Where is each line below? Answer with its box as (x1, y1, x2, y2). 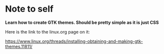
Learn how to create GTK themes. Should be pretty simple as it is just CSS (5, 19, 159, 25)
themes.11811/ (5, 43, 33, 49)
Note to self (5, 3, 54, 15)
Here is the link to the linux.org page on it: (5, 29, 90, 35)
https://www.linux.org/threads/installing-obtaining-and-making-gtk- (5, 38, 143, 44)
